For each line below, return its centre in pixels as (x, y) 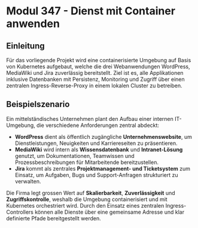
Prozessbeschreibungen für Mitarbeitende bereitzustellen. (87, 162)
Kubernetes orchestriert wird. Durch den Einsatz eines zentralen (85, 205)
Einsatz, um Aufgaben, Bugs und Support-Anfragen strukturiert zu (96, 175)
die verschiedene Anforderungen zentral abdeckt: (98, 125)
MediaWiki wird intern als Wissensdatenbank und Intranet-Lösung (99, 149)
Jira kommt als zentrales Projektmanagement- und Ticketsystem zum (102, 168)
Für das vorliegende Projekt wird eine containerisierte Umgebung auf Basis (99, 60)
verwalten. (28, 181)
